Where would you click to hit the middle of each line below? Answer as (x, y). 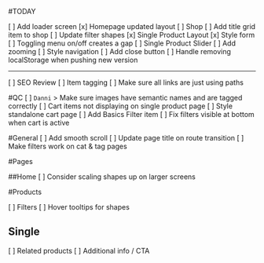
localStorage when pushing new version (73, 60)
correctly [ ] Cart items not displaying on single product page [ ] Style (121, 106)
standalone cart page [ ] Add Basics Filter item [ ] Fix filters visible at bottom (132, 114)
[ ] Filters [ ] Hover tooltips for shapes (69, 207)
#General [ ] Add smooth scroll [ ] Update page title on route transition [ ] (126, 138)
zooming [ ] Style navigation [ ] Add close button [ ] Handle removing (120, 51)
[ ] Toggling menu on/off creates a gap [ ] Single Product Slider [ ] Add (122, 43)
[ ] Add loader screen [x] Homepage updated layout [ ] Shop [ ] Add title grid (132, 26)
